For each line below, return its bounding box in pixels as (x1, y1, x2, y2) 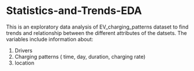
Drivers (14, 47, 33, 54)
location (14, 59, 35, 66)
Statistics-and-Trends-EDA (6, 4, 142, 17)
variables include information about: (6, 35, 93, 42)
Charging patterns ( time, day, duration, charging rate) (14, 53, 146, 60)
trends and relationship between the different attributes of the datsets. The (6, 29, 187, 36)
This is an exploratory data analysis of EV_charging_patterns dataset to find (6, 23, 189, 30)
